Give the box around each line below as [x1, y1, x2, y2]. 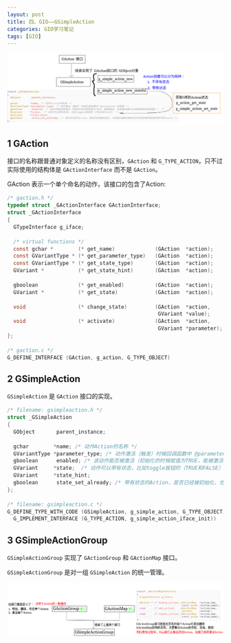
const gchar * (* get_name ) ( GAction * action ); [13, 245, 214, 252]
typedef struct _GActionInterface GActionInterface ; [7, 202, 162, 209]
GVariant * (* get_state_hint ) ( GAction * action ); [13, 267, 214, 274]
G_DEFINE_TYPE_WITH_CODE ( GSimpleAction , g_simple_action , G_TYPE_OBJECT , [7, 508, 226, 515]
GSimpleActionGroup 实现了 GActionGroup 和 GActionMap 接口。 [7, 554, 181, 562]
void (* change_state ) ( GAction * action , [13, 303, 211, 311]
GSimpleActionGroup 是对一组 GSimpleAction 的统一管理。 [7, 568, 168, 576]
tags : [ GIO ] [7, 33, 41, 40]
